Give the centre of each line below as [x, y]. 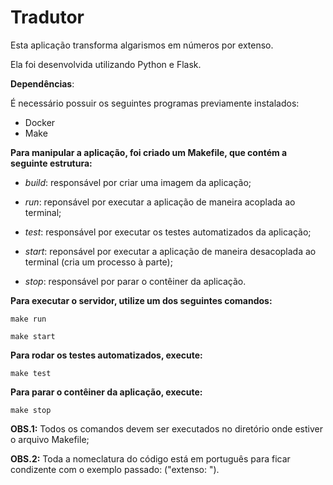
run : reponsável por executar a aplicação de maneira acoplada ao [160, 202]
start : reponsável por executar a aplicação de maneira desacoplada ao [170, 251]
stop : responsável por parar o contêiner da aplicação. [135, 281]
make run [28, 319]
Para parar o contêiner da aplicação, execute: [106, 392]
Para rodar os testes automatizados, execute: [106, 355]
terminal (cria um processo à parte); [98, 262]
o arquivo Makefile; [50, 439]
